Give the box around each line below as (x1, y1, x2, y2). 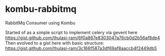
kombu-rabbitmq (5, 3, 77, 15)
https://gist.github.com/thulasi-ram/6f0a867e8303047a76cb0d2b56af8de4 (5, 35, 160, 41)
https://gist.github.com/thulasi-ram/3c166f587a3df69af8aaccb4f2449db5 (5, 45, 158, 51)
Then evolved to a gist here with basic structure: (5, 40, 104, 46)
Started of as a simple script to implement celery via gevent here (5, 29, 138, 35)
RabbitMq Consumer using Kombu (5, 20, 76, 26)
